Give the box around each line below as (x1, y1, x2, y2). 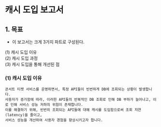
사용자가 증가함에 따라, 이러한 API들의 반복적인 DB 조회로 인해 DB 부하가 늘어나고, (5, 97, 151, 102)
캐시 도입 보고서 (5, 4, 64, 16)
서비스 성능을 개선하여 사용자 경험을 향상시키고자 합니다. (5, 118, 103, 123)
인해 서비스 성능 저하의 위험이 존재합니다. (10, 102, 83, 107)
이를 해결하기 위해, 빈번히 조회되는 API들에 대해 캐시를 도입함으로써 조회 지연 (5, 108, 142, 112)
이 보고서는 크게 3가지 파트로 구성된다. (12, 39, 85, 45)
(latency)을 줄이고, (5, 112, 43, 118)
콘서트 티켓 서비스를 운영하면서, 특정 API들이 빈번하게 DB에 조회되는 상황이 (5, 87, 137, 92)
